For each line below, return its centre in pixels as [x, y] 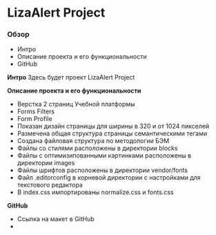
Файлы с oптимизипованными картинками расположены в [104, 156]
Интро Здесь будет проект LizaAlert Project [71, 77]
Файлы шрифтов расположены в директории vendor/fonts [102, 170]
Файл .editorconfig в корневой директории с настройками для [109, 178]
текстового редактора [50, 185]
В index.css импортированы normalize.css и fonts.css [95, 192]
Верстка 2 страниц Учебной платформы [76, 104]
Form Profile [35, 119]
